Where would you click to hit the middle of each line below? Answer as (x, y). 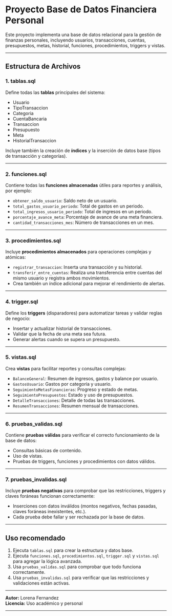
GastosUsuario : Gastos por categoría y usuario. (62, 384)
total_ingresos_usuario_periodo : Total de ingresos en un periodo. (82, 211)
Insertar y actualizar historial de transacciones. (62, 328)
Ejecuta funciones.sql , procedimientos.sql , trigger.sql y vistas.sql (86, 556)
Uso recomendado (35, 538)
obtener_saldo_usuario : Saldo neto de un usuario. (65, 200)
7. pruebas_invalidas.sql (36, 480)
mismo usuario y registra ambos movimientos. (61, 278)
